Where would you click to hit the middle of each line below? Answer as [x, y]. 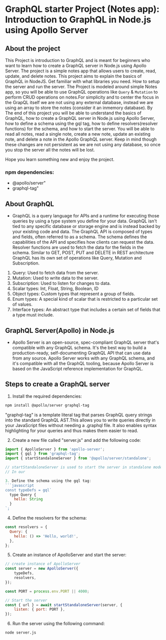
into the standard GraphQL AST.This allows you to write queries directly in [80, 420]
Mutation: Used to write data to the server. [55, 278]
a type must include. [33, 315]
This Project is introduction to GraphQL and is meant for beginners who [78, 60]
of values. [22, 304]
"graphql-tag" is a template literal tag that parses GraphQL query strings [79, 415]
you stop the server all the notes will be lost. [50, 150]
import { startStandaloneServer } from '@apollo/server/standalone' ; [78, 458]
